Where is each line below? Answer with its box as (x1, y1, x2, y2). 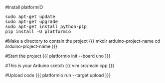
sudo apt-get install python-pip (5, 24, 87, 29)
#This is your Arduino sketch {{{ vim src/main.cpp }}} (5, 63, 115, 69)
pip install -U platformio (5, 29, 71, 34)
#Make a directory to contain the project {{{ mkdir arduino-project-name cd (5, 38, 161, 44)
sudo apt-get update (5, 14, 56, 19)
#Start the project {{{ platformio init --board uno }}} (5, 53, 111, 59)
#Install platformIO (5, 4, 43, 10)
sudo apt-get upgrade (5, 19, 58, 24)
